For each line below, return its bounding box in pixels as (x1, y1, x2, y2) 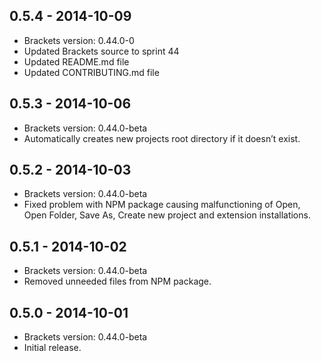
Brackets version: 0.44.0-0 (23, 34, 135, 46)
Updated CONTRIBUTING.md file (23, 66, 160, 78)
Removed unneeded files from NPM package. (23, 275, 212, 288)
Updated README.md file (23, 55, 130, 68)
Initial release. (23, 342, 82, 354)
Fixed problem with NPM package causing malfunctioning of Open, (23, 199, 301, 211)
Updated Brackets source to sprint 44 (23, 45, 180, 57)
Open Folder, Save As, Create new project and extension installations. (23, 209, 311, 221)
